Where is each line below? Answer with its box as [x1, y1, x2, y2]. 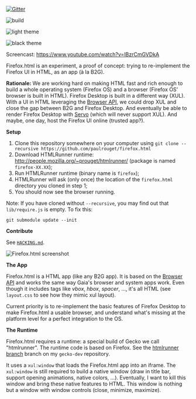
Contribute [6, 228, 33, 234]
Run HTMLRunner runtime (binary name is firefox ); [14, 170, 139, 177]
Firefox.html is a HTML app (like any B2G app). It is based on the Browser [6, 273, 183, 280]
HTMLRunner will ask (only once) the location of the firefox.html [14, 176, 173, 183]
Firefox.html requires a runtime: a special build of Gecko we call [6, 338, 160, 345]
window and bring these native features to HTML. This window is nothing [6, 380, 183, 387]
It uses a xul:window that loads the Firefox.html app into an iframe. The [6, 362, 176, 369]
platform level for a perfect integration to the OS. [6, 315, 123, 322]
